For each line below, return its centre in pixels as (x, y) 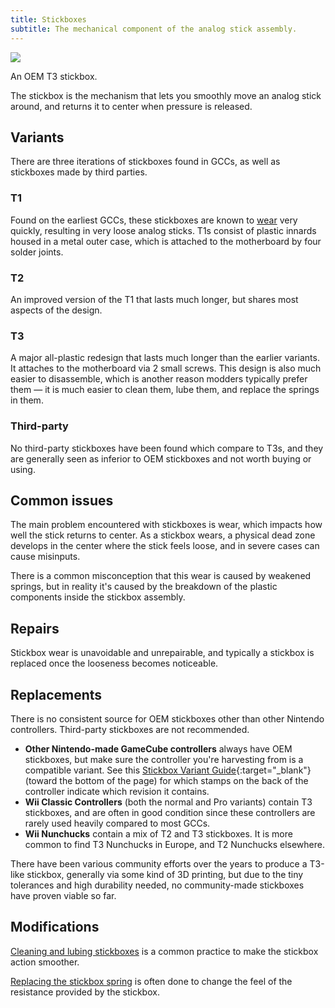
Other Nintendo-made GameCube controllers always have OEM (158, 748)
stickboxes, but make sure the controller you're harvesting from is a (164, 759)
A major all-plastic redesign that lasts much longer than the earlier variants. (165, 358)
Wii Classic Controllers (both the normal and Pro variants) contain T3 (168, 802)
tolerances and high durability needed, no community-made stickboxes (157, 885)
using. (23, 469)
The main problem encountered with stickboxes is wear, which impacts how (166, 525)
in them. (27, 400)
